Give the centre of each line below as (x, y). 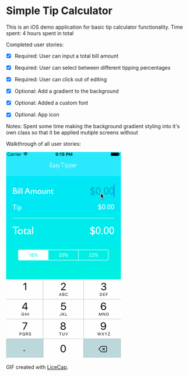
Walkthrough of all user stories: (44, 144)
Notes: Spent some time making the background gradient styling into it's (93, 127)
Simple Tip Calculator (59, 11)
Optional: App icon (37, 115)
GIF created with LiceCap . (37, 367)
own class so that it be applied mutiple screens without (72, 132)
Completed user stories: (35, 45)
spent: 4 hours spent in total (40, 33)
